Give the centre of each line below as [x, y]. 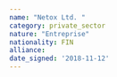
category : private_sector [57, 26]
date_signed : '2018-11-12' [59, 58]
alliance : [28, 50]
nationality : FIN [42, 42]
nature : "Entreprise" [50, 34]
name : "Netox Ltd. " [48, 17]
